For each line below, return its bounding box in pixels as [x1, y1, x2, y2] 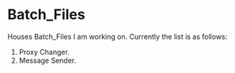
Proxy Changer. [18, 47, 70, 56]
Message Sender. [18, 56, 77, 65]
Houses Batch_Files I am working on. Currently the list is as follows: [7, 32, 228, 41]
